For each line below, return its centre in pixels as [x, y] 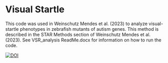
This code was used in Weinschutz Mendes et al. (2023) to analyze [77, 24]
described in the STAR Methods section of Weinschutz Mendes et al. [78, 34]
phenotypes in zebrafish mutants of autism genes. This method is [89, 29]
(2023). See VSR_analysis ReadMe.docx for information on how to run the [83, 40]
